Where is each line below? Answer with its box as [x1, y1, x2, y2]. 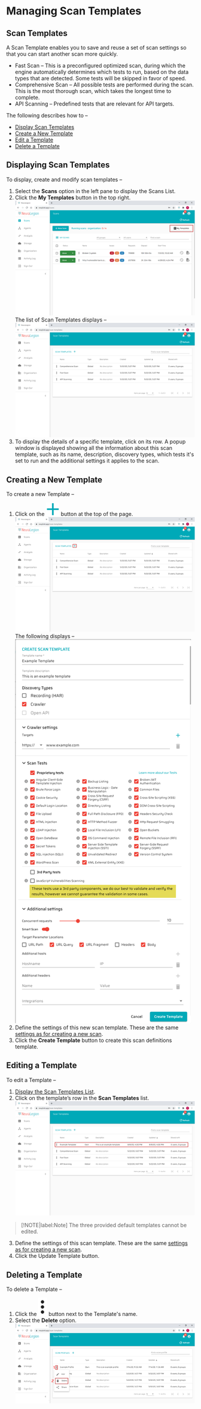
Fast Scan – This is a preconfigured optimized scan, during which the [14, 62, 185, 69]
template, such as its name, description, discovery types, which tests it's [14, 451, 194, 458]
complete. [14, 94, 40, 101]
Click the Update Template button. [14, 1252, 100, 1260]
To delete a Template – [6, 1285, 62, 1293]
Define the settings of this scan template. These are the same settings [14, 1240, 188, 1247]
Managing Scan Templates [6, 4, 142, 18]
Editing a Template [6, 1060, 77, 1071]
